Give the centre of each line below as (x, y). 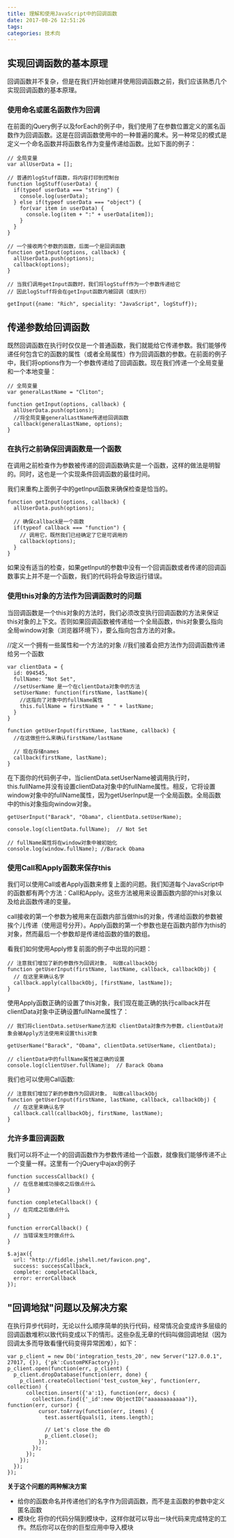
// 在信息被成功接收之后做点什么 (55, 1184)
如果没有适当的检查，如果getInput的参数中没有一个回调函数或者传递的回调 (114, 568)
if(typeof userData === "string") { (67, 190)
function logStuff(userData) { (53, 184)
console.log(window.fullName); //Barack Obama (76, 849)
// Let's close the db (77, 1430)
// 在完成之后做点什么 (41, 1210)
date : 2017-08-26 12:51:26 (46, 20)
